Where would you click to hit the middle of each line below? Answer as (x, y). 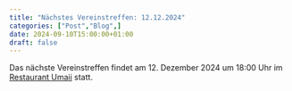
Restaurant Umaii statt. (51, 78)
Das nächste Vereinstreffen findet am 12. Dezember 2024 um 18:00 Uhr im (146, 68)
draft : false (33, 42)
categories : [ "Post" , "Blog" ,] (66, 26)
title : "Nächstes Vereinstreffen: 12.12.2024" (97, 17)
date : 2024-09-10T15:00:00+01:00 (71, 34)
